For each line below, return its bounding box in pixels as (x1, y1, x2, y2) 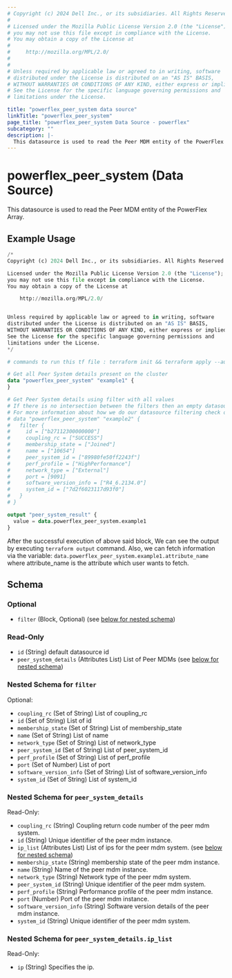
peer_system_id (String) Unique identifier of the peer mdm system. (17, 880, 206, 888)
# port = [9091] (7, 473, 67, 480)
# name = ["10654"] (7, 448, 76, 454)
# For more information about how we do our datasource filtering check (7, 409, 221, 416)
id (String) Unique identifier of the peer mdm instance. (17, 836, 173, 845)
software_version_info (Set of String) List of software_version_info (17, 767, 207, 776)
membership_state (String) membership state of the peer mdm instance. (17, 858, 220, 867)
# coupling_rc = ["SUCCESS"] (7, 434, 104, 442)
